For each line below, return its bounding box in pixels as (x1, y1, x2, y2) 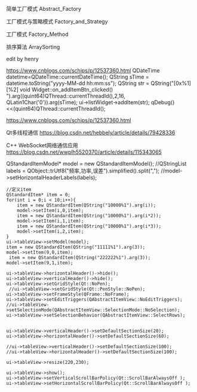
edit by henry (6, 56, 39, 62)
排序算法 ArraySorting (6, 44, 60, 50)
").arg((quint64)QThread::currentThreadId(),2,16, (6, 92, 125, 99)
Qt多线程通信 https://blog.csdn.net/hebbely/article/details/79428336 (6, 129, 176, 136)
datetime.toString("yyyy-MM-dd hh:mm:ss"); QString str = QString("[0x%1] (6, 80, 191, 87)
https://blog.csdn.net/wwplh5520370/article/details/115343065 (6, 148, 162, 156)
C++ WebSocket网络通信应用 (6, 142, 78, 148)
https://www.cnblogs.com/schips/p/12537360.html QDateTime (6, 67, 160, 74)
